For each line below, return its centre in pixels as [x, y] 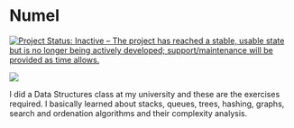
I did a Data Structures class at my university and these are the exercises [145, 94]
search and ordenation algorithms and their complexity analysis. [129, 113]
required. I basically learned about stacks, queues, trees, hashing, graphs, [147, 104]
